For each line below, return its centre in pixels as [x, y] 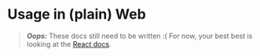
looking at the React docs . [69, 44]
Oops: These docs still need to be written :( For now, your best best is [139, 36]
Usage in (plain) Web [77, 14]
